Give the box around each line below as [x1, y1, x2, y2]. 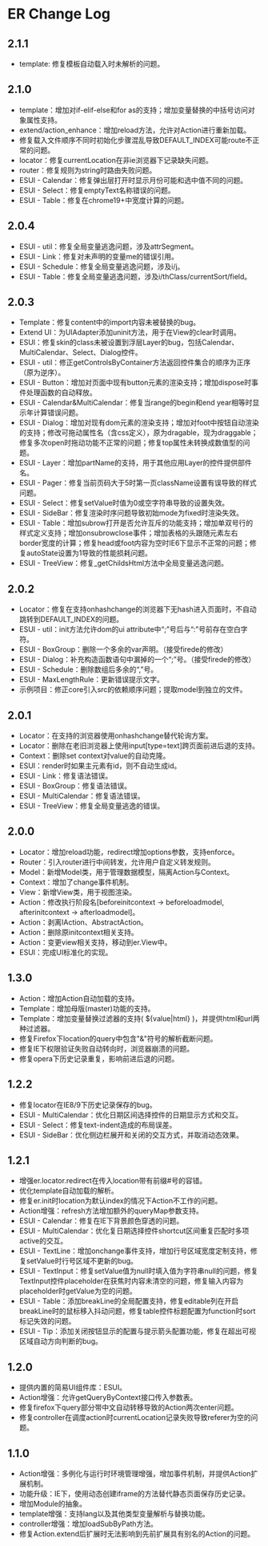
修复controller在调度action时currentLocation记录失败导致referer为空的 [18, 1413, 251, 1422]
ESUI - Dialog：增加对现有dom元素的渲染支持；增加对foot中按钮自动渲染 [18, 418, 259, 428]
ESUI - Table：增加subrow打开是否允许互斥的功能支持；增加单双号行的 [18, 519, 254, 528]
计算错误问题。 [33, 408, 83, 417]
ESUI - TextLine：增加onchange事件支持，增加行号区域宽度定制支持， [18, 1246, 251, 1256]
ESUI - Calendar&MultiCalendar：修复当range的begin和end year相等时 [18, 398, 253, 408]
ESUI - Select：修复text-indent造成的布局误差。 [18, 1120, 177, 1129]
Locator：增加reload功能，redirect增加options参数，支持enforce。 [18, 847, 239, 856]
